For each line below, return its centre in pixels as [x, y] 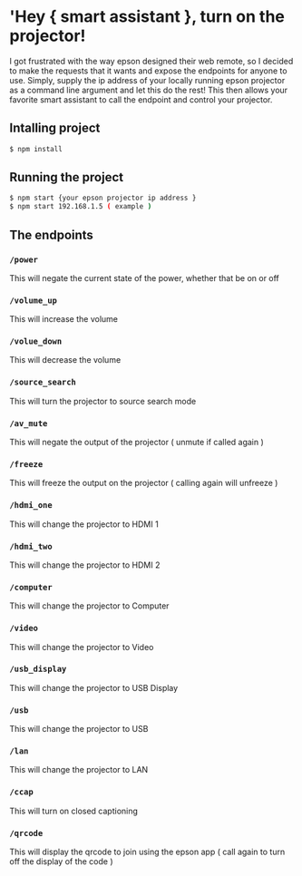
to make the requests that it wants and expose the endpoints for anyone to [148, 71]
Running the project [67, 177]
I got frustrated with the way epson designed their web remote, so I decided [151, 61]
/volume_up [33, 300]
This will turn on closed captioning [74, 811]
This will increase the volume [63, 319]
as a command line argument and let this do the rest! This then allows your [149, 90]
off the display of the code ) [61, 861]
